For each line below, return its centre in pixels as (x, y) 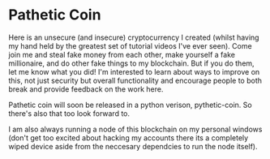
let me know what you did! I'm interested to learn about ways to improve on (134, 71)
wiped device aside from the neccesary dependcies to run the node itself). (133, 146)
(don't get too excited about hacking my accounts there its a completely (129, 138)
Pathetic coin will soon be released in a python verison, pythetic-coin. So (131, 105)
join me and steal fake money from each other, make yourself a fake (122, 54)
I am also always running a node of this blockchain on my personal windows (135, 129)
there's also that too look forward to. (69, 113)
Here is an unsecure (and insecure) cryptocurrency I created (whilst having (134, 37)
